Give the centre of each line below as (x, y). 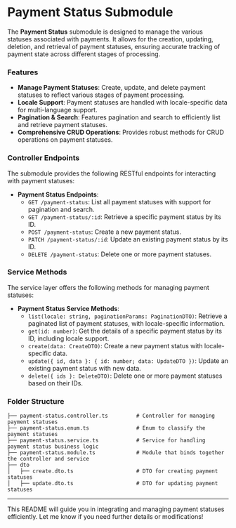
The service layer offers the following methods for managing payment (108, 287)
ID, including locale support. (68, 338)
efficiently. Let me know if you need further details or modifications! (105, 517)
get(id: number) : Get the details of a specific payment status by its (125, 331)
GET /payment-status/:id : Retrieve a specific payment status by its (124, 217)
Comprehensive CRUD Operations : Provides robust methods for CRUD (121, 132)
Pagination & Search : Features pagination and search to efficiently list (119, 117)
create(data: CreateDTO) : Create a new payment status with (115, 345)
